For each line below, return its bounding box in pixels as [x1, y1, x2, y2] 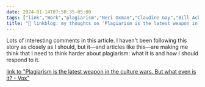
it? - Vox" [6, 74, 30, 82]
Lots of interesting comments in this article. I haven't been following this [6, 37, 187, 44]
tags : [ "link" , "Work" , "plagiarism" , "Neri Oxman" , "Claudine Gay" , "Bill [6, 15, 190, 21]
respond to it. [6, 56, 40, 64]
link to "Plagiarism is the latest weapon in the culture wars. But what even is [6, 68, 196, 75]
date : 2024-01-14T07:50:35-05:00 [6, 9, 92, 15]
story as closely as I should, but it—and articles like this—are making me [6, 43, 188, 50]
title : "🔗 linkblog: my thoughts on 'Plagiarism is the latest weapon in [6, 20, 198, 26]
